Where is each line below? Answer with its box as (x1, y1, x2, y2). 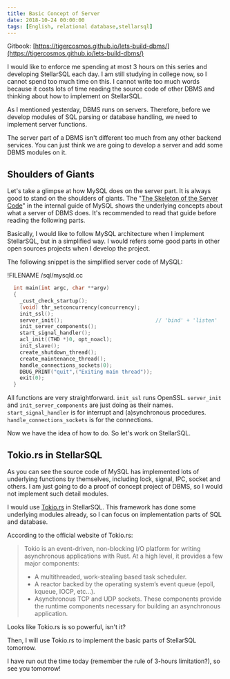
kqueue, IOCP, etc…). (34, 588, 95, 595)
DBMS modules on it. (7, 148, 67, 156)
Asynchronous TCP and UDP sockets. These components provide (34, 595, 222, 603)
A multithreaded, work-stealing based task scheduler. (34, 572, 187, 581)
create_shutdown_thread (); (19, 349, 97, 356)
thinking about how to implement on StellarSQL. (7, 92, 143, 100)
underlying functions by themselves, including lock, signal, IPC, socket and (7, 475, 221, 483)
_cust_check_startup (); (19, 297, 88, 305)
